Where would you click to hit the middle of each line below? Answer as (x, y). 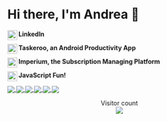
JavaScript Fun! (42, 75)
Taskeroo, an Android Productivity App (77, 47)
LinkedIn (32, 34)
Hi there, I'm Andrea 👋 (74, 15)
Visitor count (119, 103)
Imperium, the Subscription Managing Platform (90, 61)
